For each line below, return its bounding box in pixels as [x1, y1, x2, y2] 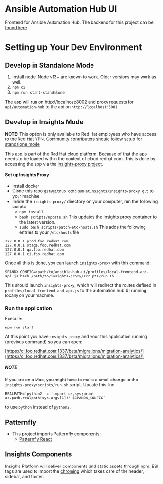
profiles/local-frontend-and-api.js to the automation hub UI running [5, 287, 147, 293]
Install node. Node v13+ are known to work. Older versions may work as [12, 74, 157, 80]
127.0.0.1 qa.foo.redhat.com [5, 247, 64, 252]
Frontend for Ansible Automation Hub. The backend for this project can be [5, 19, 154, 25]
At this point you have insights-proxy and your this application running [5, 334, 147, 340]
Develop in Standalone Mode [5, 61, 94, 69]
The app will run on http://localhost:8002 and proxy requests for [5, 99, 134, 104]
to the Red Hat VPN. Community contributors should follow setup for [5, 136, 143, 142]
